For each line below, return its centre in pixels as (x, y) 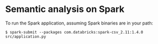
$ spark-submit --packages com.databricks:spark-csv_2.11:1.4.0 (74, 32)
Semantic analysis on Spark (65, 9)
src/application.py (26, 36)
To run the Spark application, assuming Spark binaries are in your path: (79, 23)
